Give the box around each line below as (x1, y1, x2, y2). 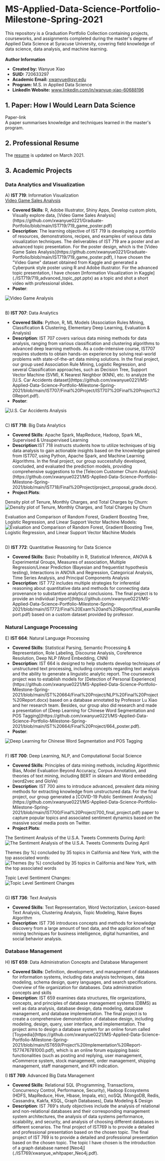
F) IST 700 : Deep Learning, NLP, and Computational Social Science (5, 752, 142, 758)
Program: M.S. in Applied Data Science (12, 81, 92, 87)
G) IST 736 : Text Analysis (5, 894, 57, 900)
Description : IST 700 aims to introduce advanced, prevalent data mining (12, 783, 159, 789)
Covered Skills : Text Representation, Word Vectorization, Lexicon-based (12, 904, 160, 910)
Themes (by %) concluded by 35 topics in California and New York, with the (5, 849, 159, 855)
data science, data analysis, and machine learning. (5, 46, 108, 52)
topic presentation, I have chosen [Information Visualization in (12, 270, 138, 276)
